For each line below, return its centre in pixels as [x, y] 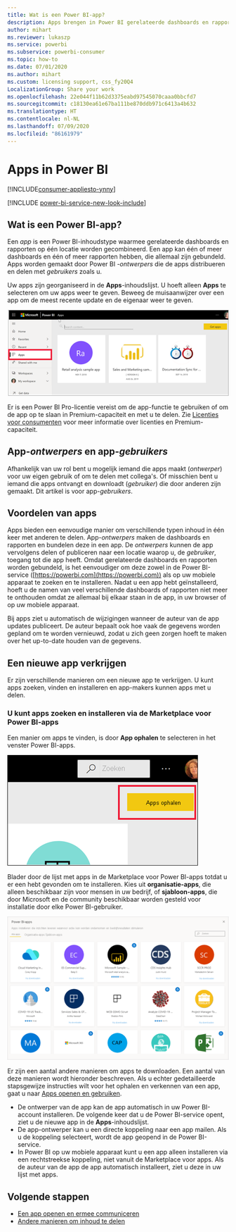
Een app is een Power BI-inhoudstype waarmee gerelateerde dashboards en [118, 242]
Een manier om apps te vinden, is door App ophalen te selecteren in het [111, 738]
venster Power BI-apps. [41, 745]
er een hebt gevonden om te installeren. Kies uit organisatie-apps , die [109, 884]
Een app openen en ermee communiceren [78, 1214]
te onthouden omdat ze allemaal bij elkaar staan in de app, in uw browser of [117, 597]
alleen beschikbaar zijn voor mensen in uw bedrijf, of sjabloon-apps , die [112, 892]
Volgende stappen [48, 1196]
